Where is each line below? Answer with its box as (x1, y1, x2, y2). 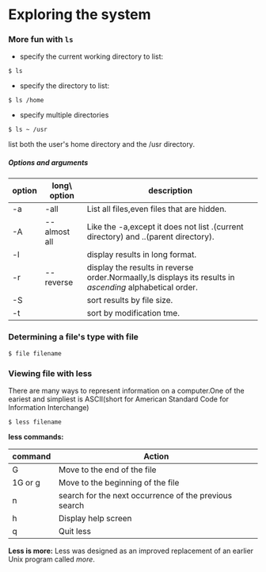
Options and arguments (8, 158, 89, 167)
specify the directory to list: (19, 81, 110, 90)
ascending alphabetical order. (86, 282, 198, 293)
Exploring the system (8, 6, 152, 24)
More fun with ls (8, 34, 74, 45)
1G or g (12, 478, 41, 489)
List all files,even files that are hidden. (86, 204, 227, 215)
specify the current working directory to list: (19, 52, 164, 61)
